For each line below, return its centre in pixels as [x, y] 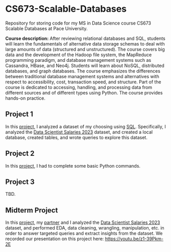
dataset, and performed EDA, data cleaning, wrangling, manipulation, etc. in [85, 228]
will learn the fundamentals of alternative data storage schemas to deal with [85, 43]
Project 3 [20, 182]
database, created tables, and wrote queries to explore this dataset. [77, 137]
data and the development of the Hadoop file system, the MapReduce [79, 55]
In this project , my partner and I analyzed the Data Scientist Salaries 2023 [83, 222]
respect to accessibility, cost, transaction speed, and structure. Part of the [83, 82]
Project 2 [20, 154]
